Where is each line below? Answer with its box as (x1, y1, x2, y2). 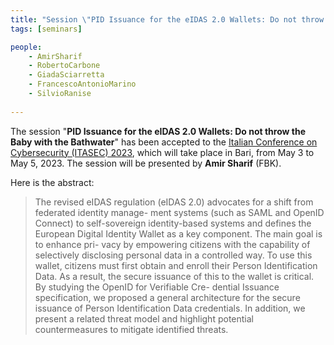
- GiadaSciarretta (28, 70, 105, 80)
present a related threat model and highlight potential (34, 312, 254, 325)
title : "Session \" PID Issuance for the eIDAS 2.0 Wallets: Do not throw (10, 14, 325, 25)
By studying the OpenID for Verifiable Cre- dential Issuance (34, 281, 280, 293)
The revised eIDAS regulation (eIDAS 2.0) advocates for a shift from (34, 196, 314, 208)
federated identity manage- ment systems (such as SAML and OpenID (34, 206, 325, 218)
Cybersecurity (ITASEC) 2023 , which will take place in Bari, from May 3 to (10, 146, 315, 158)
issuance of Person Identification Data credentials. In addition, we (34, 302, 306, 314)
